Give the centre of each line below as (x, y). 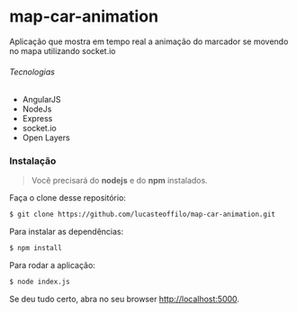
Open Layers (46, 138)
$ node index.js (40, 282)
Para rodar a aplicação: (53, 265)
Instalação (33, 161)
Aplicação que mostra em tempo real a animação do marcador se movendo (149, 41)
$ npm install (36, 248)
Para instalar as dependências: (67, 232)
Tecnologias (32, 72)
